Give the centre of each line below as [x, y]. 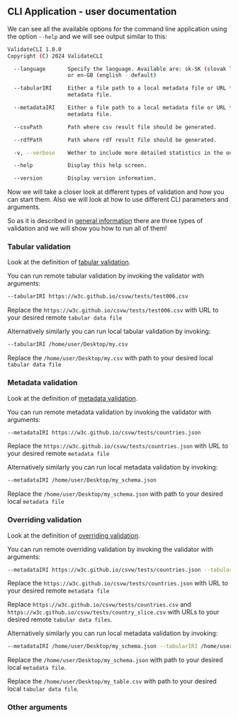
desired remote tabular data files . [60, 620]
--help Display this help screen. [80, 166]
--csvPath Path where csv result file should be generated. [115, 127]
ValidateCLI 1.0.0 [34, 49]
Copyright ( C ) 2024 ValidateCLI [55, 56]
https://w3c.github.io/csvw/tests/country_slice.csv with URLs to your [113, 612]
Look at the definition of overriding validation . [74, 535]
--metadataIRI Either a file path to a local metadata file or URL [120, 108]
